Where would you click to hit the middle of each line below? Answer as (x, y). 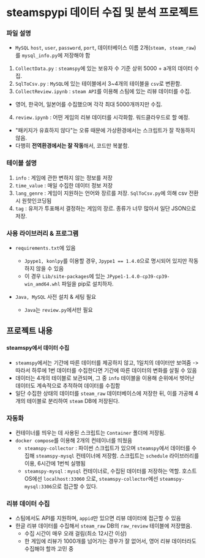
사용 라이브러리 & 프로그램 (43, 233)
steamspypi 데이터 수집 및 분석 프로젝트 (102, 13)
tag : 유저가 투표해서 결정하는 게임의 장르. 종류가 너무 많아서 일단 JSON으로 (106, 208)
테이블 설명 (22, 163)
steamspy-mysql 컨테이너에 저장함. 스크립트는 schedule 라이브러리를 (117, 455)
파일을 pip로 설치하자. (88, 284)
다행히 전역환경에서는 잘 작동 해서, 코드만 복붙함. (72, 146)
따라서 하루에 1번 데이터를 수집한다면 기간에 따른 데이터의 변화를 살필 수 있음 (106, 370)
